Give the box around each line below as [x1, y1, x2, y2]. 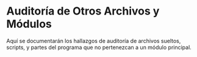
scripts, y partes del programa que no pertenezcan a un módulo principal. [6, 44, 192, 51]
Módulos [6, 17, 52, 31]
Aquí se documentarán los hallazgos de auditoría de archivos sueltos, [6, 37, 181, 44]
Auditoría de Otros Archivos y [6, 4, 160, 18]
